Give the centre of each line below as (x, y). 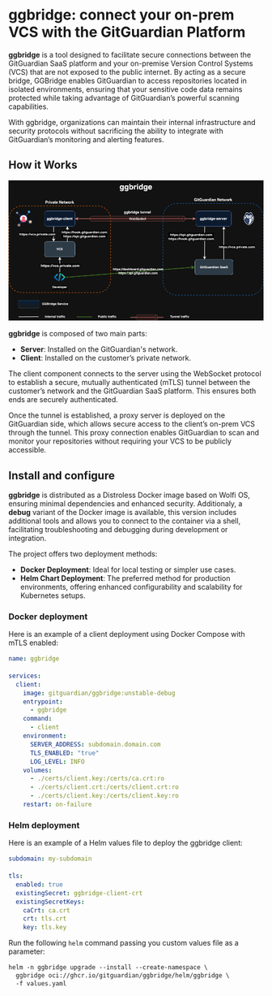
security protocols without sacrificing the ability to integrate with (116, 131)
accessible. (28, 450)
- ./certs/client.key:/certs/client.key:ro (104, 796)
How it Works (43, 165)
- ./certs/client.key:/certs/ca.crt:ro (97, 779)
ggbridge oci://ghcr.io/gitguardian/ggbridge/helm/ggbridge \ (123, 976)
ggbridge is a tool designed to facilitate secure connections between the (130, 54)
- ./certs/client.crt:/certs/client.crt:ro (104, 787)
